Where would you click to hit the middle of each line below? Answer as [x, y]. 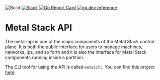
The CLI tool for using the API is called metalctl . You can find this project [80, 67]
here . [10, 72]
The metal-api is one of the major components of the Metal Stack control [80, 41]
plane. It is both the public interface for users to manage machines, [74, 47]
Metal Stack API [39, 28]
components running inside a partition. [45, 57]
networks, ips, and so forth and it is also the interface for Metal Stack [76, 52]
